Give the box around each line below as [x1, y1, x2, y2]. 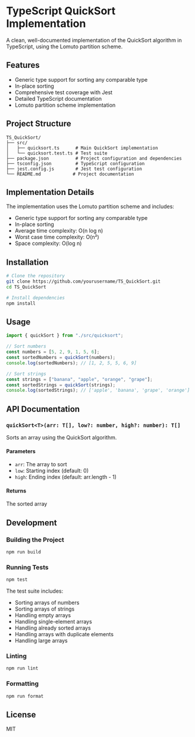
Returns [6, 487, 27, 494]
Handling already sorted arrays [14, 624, 91, 631]
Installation [6, 257, 49, 267]
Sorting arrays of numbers [14, 599, 80, 606]
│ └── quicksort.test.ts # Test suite [6, 150, 108, 156]
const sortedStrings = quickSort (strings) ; [6, 382, 116, 388]
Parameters [6, 447, 36, 454]
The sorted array [6, 500, 48, 507]
